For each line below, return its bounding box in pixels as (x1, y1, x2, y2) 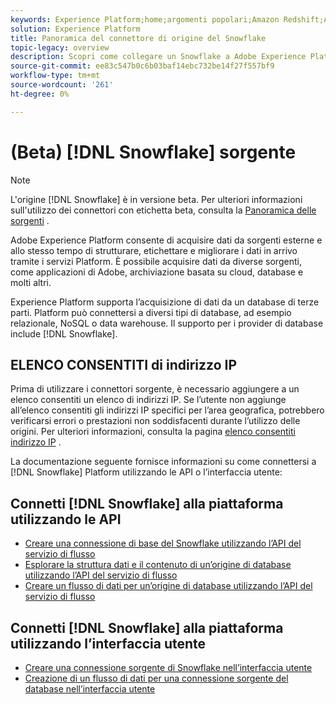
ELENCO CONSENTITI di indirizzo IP (10, 356, 238, 373)
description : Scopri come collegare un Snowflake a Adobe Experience (10, 52, 307, 62)
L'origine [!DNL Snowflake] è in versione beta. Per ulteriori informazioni (10, 193, 303, 205)
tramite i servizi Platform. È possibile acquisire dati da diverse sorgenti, (10, 255, 302, 267)
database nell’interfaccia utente (24, 683, 156, 695)
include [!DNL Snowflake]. (10, 327, 118, 340)
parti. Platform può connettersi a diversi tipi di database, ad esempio (10, 306, 292, 318)
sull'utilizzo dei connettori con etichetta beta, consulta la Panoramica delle (10, 204, 317, 216)
